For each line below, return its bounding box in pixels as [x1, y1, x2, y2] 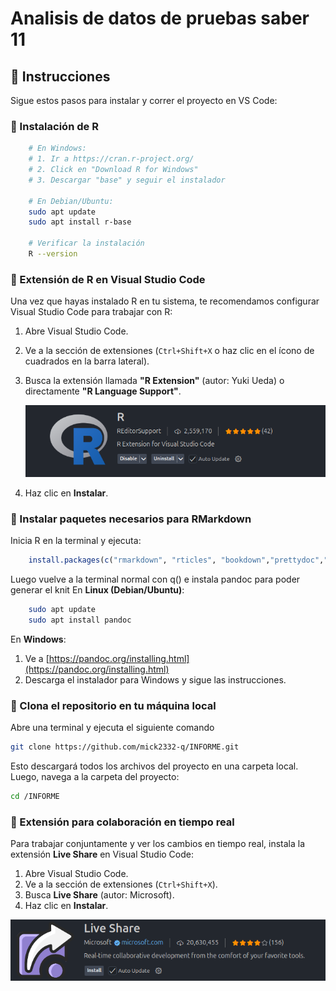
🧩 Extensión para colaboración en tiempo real [10, 815, 235, 829]
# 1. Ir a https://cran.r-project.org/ [28, 154, 195, 164]
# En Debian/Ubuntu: [28, 196, 114, 206]
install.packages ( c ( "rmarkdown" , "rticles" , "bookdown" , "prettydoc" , [28, 555, 325, 566]
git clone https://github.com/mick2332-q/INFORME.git [10, 742, 240, 752]
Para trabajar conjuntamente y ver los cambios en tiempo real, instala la [10, 838, 306, 850]
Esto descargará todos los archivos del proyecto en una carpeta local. [10, 760, 299, 772]
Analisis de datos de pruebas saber [10, 7, 310, 30]
